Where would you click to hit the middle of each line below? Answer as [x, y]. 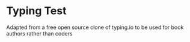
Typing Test [36, 11]
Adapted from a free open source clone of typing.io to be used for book [95, 27]
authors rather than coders [40, 33]
